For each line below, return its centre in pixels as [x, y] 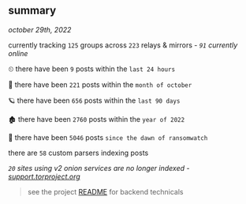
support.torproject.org [44, 176]
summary [32, 11]
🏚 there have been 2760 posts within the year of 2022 [97, 119]
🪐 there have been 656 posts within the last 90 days [94, 100]
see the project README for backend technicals [105, 191]
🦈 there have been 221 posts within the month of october [100, 85]
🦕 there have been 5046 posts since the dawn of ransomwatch [108, 137]
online [18, 53]
